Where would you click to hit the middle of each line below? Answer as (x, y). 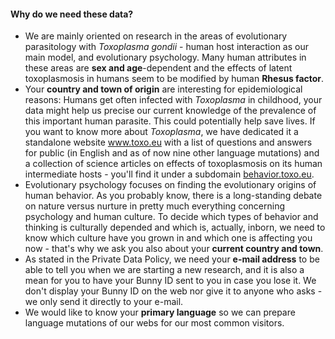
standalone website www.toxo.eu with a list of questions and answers (168, 142)
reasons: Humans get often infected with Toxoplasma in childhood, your (173, 100)
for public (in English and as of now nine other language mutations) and (172, 153)
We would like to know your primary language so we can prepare (160, 312)
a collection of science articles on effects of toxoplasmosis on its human (173, 164)
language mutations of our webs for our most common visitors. (154, 323)
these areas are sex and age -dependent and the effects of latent (158, 68)
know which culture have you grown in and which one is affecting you (168, 238)
